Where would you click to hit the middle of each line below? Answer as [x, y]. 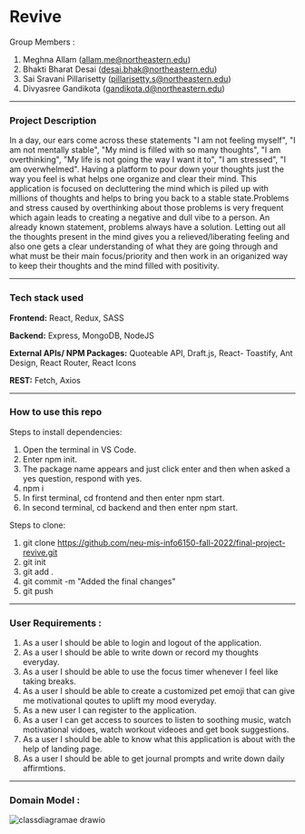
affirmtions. [44, 769]
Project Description [53, 120]
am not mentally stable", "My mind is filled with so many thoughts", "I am [145, 150]
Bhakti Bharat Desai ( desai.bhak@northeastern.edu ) [120, 69]
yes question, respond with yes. [82, 478]
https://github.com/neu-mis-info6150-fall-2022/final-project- [172, 542]
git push [38, 591]
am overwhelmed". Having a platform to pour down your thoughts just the [147, 169]
